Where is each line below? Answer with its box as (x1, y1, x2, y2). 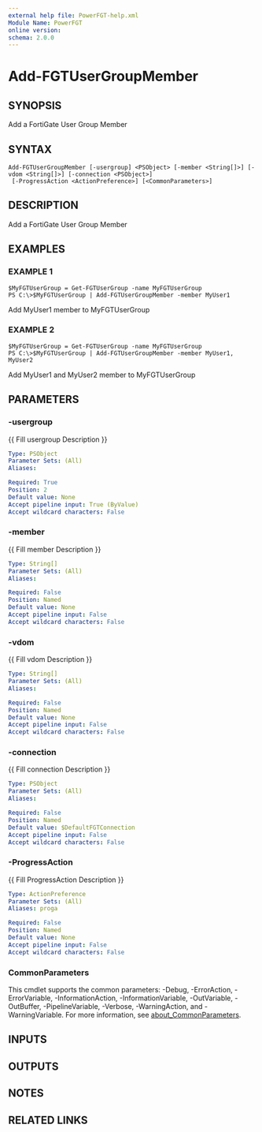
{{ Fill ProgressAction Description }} (8, 875, 124, 884)
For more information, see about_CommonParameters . (65, 1011, 242, 1020)
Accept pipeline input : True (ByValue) (8, 500, 139, 509)
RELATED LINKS (8, 1113, 88, 1126)
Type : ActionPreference (8, 890, 87, 898)
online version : (8, 26, 61, 34)
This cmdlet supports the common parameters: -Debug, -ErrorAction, (8, 985, 234, 995)
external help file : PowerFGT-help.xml (8, 11, 139, 20)
